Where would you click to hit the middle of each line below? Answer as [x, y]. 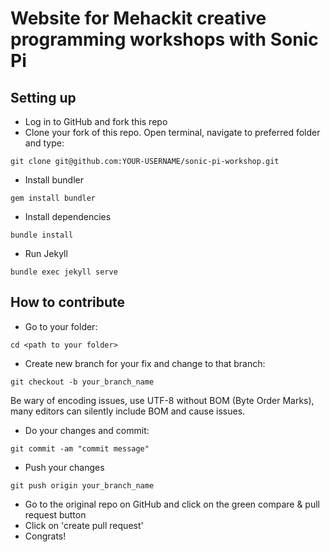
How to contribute [68, 302]
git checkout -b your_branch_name [82, 382]
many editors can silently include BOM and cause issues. [128, 411]
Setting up [43, 97]
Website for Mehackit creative [138, 18]
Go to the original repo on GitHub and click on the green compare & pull [172, 504]
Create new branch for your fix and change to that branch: [145, 363]
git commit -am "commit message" [80, 448]
